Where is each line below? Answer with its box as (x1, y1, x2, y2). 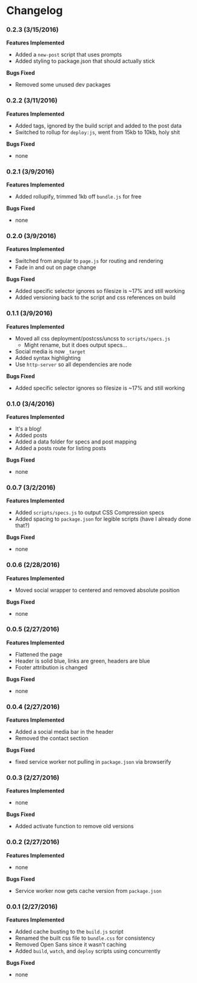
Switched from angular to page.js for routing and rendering (15, 257, 164, 265)
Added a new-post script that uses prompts (15, 51, 122, 58)
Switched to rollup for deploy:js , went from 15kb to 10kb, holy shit (15, 129, 180, 136)
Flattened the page (15, 650, 62, 658)
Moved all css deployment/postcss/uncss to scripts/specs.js (15, 334, 171, 342)
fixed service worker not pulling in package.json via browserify (15, 758, 172, 766)
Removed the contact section (15, 735, 89, 742)
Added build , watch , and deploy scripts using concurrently (15, 948, 161, 955)
